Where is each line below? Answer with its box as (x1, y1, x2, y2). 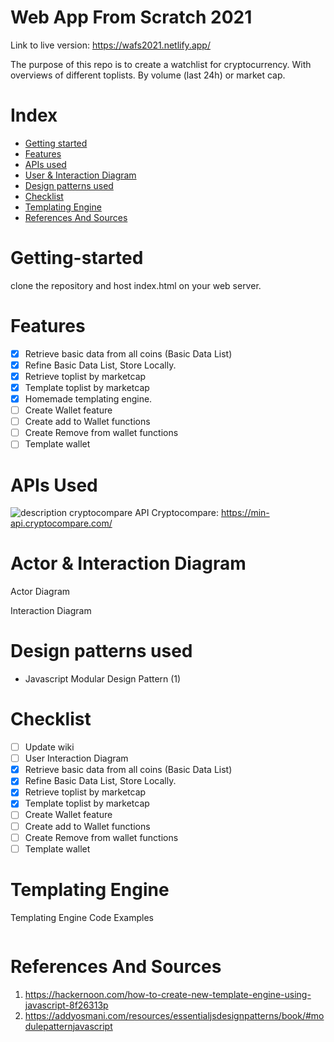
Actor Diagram (10, 586, 71, 598)
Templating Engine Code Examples (10, 911, 154, 923)
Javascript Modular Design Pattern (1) (24, 673, 182, 685)
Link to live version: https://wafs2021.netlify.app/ (10, 39, 211, 51)
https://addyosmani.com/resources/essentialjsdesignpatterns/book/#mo (24, 1009, 325, 1021)
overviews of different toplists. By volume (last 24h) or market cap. (10, 69, 286, 81)
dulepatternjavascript (24, 1020, 113, 1032)
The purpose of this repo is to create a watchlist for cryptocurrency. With (10, 58, 312, 70)
